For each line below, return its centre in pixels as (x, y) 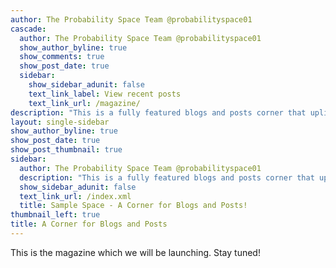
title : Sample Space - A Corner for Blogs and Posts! (133, 206)
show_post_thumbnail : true (66, 150)
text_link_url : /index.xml (75, 196)
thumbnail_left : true (55, 215)
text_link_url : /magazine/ (84, 103)
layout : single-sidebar (60, 122)
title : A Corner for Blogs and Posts (89, 224)
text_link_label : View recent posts (105, 94)
